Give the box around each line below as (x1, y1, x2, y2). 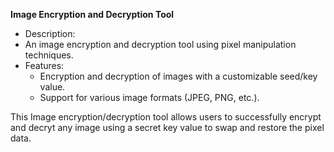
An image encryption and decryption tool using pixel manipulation (24, 39, 297, 50)
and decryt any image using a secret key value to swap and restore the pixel (10, 122, 325, 133)
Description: (24, 28, 76, 39)
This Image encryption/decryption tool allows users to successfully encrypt (10, 111, 322, 123)
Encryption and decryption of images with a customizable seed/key (39, 70, 318, 82)
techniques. (24, 49, 74, 61)
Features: (24, 60, 65, 71)
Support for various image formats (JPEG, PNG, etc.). (39, 92, 260, 103)
